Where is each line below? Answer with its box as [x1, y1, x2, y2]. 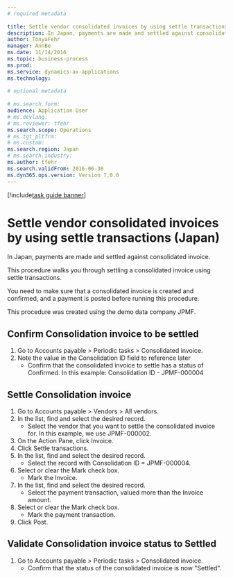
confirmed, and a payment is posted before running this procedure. [7, 295, 200, 303]
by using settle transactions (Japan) [7, 230, 221, 245]
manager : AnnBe [7, 42, 51, 49]
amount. [27, 496, 52, 504]
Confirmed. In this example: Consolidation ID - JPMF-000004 [27, 369, 204, 377]
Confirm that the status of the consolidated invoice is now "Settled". [27, 563, 222, 572]
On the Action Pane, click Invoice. [17, 437, 114, 445]
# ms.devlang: [7, 113, 49, 120]
